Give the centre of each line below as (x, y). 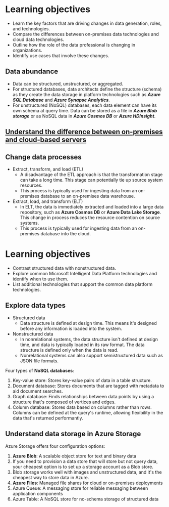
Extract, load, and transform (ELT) (48, 201)
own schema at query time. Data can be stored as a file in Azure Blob (85, 110)
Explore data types (35, 305)
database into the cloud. (65, 233)
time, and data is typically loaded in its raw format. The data (82, 345)
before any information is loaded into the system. (71, 328)
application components (38, 493)
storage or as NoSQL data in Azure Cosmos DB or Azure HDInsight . (84, 116)
